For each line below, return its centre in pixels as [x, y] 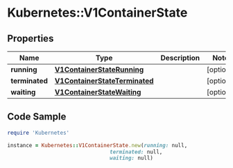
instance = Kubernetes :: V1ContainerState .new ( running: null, [97, 145]
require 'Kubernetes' [38, 133]
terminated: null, [136, 152]
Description [180, 58]
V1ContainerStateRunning [99, 69]
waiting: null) [132, 158]
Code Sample [37, 117]
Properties [31, 39]
